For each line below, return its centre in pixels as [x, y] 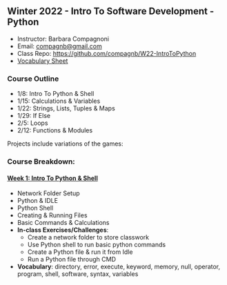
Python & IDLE [38, 201]
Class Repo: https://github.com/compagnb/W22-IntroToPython [107, 53]
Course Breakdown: [41, 161]
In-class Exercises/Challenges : [63, 230]
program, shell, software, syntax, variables [78, 274]
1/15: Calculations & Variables [59, 101]
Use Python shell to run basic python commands [97, 245]
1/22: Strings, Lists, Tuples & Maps [66, 108]
